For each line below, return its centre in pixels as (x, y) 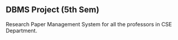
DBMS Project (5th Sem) (53, 10)
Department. (22, 30)
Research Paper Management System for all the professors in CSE (89, 24)
